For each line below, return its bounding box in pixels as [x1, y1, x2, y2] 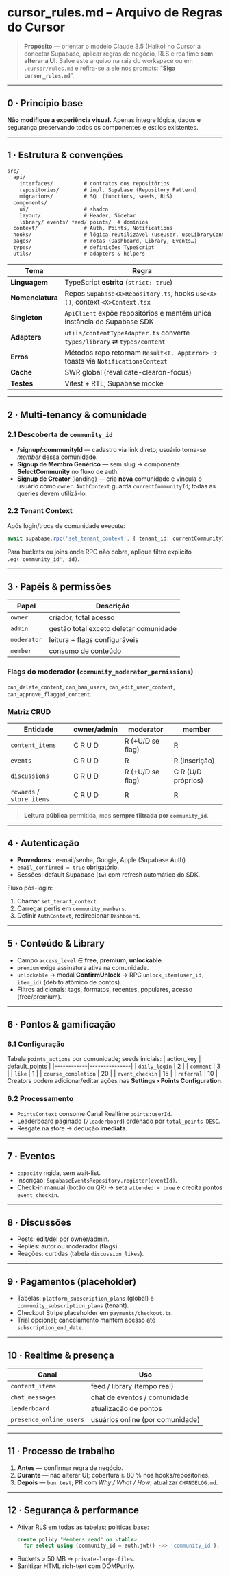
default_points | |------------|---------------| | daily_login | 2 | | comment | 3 [7, 1062, 221, 1071]
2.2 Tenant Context [7, 506, 73, 516]
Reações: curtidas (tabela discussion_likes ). [16, 1250, 144, 1258]
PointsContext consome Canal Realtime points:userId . [16, 1109, 172, 1117]
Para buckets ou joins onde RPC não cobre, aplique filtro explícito [7, 547, 192, 556]
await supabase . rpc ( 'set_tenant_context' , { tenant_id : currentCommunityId [7, 535, 228, 542]
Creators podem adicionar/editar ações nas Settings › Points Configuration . [7, 1077, 223, 1085]
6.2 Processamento [7, 1094, 74, 1104]
